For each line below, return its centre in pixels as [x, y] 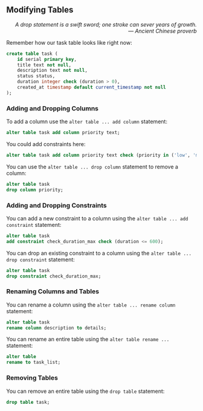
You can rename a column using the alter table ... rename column [91, 305]
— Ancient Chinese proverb [162, 31]
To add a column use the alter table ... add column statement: [87, 122]
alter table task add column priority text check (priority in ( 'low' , [98, 155]
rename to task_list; [34, 362]
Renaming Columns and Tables [53, 292]
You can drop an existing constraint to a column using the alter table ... [99, 253]
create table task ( [32, 54]
